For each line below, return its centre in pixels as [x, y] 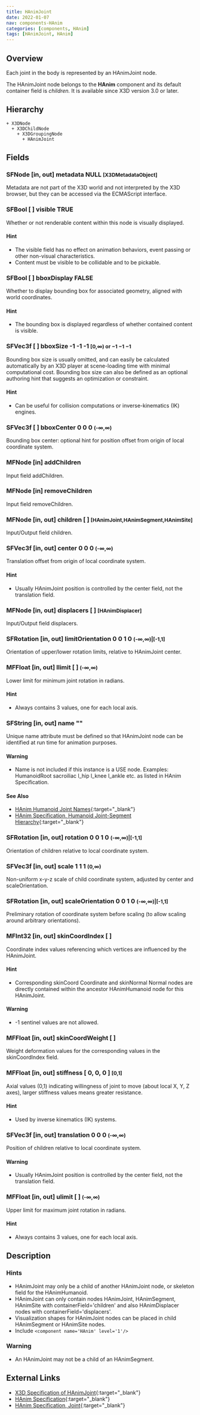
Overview [25, 58]
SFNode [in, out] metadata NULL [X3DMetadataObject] [82, 174]
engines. [26, 412]
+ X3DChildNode [30, 129]
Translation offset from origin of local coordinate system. [76, 561]
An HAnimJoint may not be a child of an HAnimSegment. [84, 1359]
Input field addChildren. [35, 475]
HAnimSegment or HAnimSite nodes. [60, 1324]
